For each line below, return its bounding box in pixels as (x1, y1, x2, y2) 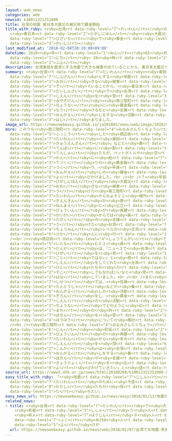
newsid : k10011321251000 (5, 17, 58, 22)
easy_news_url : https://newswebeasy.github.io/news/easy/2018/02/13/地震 (5, 393, 165, 399)
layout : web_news (5, 7, 42, 13)
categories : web (5, 12, 40, 17)
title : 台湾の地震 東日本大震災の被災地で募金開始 (5, 22, 100, 27)
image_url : (5, 122, 29, 127)
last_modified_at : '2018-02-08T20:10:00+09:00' (5, 46, 109, 51)
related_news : (5, 398, 36, 404)
